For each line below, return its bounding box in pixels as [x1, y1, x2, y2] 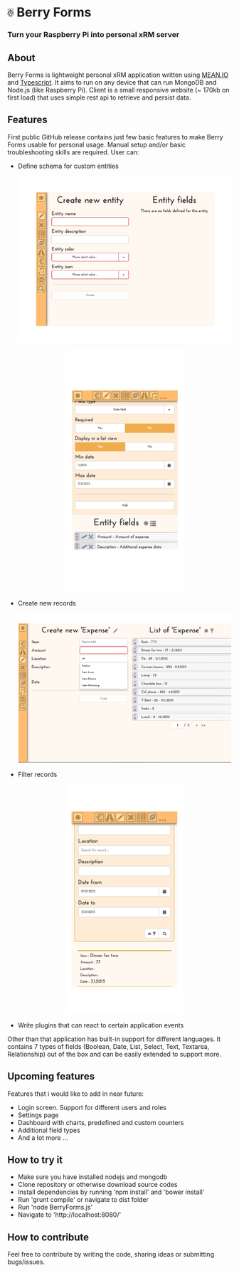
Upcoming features [7, 1070, 95, 1082]
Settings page [17, 1111, 59, 1119]
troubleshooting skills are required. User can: [7, 147, 139, 157]
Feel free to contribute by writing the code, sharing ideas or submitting [7, 1250, 215, 1259]
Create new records [17, 599, 76, 607]
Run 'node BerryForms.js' [17, 1203, 93, 1212]
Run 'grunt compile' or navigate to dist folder [17, 1195, 149, 1204]
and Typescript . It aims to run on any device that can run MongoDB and [7, 78, 217, 86]
